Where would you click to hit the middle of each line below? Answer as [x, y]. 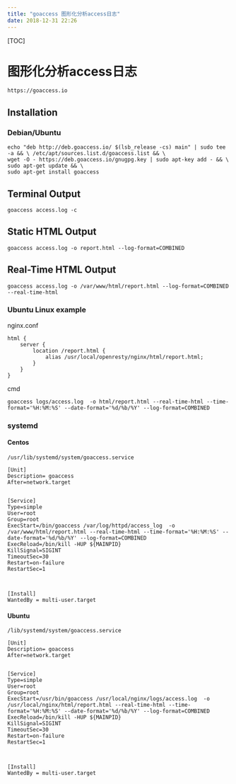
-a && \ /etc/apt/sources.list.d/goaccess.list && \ [87, 154]
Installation [33, 112]
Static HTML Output [52, 232]
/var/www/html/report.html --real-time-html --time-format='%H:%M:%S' [113, 532]
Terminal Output [44, 194]
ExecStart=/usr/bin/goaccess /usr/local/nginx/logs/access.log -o [109, 699]
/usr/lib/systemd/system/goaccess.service [71, 458]
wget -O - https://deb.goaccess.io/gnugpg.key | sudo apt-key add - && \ [118, 160]
